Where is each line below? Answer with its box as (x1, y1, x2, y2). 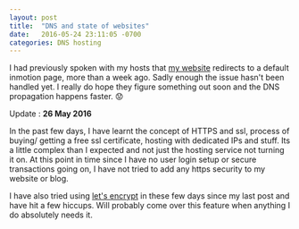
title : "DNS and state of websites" (9, 21, 150, 30)
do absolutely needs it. (9, 209, 94, 220)
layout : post (9, 13, 58, 22)
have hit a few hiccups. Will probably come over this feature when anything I (9, 200, 291, 211)
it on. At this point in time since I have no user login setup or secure (9, 154, 257, 165)
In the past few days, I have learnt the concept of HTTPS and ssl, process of (9, 126, 290, 137)
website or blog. (9, 174, 69, 184)
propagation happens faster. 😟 (9, 91, 124, 102)
